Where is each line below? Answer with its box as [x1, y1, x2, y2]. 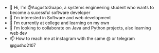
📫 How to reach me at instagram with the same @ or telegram [9, 36, 135, 41]
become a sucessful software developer [9, 10, 91, 15]
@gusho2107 [9, 42, 36, 48]
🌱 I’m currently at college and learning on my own [9, 20, 109, 26]
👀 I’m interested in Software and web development [9, 15, 111, 20]
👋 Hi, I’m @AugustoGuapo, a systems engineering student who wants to [9, 5, 154, 10]
